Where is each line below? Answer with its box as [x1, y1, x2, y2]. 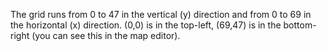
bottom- [283, 19, 317, 31]
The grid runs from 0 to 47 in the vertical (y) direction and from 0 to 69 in [10, 9, 312, 20]
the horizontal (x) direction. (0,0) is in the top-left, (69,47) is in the [10, 19, 282, 31]
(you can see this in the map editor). [31, 30, 181, 41]
